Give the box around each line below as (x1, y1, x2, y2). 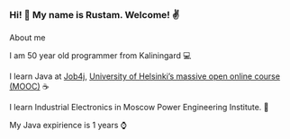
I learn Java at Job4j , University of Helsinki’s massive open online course (9, 71, 281, 82)
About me (9, 32, 46, 43)
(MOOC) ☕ (9, 81, 50, 92)
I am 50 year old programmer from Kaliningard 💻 (9, 50, 192, 61)
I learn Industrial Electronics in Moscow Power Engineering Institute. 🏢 (9, 102, 269, 113)
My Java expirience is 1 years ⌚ (9, 120, 128, 131)
